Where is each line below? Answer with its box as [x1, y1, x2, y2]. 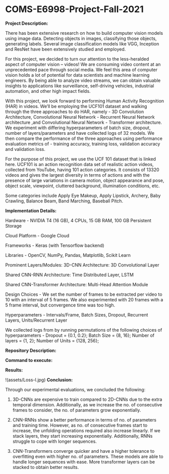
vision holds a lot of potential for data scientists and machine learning [5, 72, 150, 78]
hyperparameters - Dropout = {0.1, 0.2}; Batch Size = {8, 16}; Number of [5, 332, 155, 338]
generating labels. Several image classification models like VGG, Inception [5, 40, 159, 46]
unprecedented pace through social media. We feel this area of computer [5, 67, 158, 73]
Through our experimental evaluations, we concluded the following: [5, 386, 146, 392]
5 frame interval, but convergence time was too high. [5, 302, 116, 308]
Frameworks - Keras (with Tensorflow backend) [5, 242, 104, 248]
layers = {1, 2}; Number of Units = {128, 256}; [5, 337, 99, 344]
